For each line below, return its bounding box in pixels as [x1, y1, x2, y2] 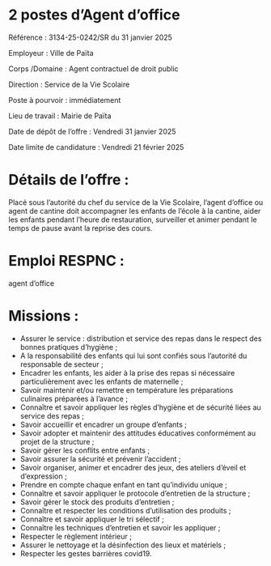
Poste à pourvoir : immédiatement [8, 95, 121, 104]
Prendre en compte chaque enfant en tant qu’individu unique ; [19, 479, 228, 489]
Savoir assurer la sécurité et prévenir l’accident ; [19, 453, 181, 463]
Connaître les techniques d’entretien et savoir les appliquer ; [19, 522, 221, 532]
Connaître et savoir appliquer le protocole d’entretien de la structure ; [19, 488, 251, 498]
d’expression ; [19, 471, 67, 481]
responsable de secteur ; [19, 359, 104, 369]
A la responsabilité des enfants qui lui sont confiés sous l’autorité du [19, 351, 248, 360]
